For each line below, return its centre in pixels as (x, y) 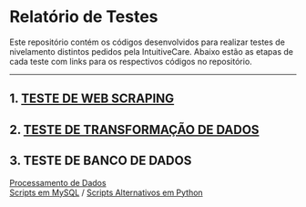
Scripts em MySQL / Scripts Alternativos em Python (106, 192)
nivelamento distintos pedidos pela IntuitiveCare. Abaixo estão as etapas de (152, 51)
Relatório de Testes (84, 17)
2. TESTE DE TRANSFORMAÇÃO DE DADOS (134, 129)
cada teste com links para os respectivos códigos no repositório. (131, 61)
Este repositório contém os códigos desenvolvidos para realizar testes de (147, 42)
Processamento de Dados (58, 182)
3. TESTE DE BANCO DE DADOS (101, 161)
